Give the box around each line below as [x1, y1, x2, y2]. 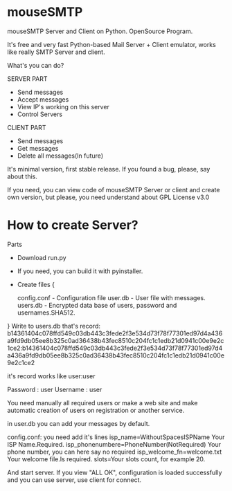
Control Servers [17, 110, 63, 118]
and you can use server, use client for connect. [7, 475, 142, 484]
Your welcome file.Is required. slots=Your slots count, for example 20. [7, 454, 206, 463]
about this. [7, 172, 38, 180]
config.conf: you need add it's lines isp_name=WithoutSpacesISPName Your [7, 433, 225, 441]
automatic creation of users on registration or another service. [7, 406, 185, 414]
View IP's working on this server [17, 102, 109, 111]
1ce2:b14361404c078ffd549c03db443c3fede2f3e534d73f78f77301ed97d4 [7, 344, 223, 352]
